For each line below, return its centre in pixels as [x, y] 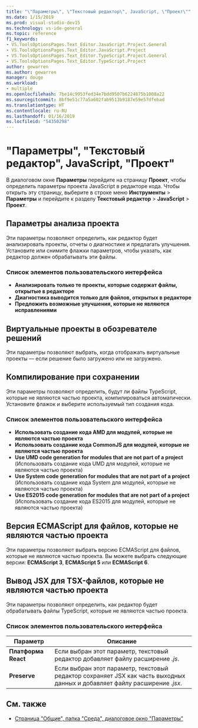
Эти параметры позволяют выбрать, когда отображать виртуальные [93, 352]
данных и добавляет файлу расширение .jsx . [118, 683]
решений [24, 338]
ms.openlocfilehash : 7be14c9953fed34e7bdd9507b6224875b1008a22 [85, 94]
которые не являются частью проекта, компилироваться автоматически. [99, 398]
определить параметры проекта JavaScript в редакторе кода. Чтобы [93, 186]
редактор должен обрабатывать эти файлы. [62, 257]
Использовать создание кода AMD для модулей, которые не [93, 432]
